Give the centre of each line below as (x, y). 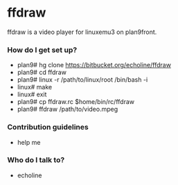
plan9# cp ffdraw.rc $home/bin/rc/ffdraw (76, 102)
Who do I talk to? (36, 160)
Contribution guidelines (48, 127)
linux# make (35, 87)
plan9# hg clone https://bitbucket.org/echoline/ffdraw (94, 65)
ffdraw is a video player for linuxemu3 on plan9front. (82, 32)
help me (29, 142)
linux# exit (32, 94)
